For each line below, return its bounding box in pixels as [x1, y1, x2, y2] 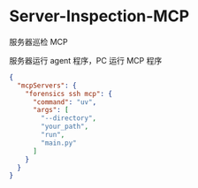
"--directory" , [41, 114, 97, 123]
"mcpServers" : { [17, 81, 77, 90]
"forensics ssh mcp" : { [25, 89, 113, 98]
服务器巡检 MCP [9, 36, 68, 47]
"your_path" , [41, 122, 89, 132]
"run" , [41, 131, 65, 139]
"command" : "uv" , [32, 97, 97, 107]
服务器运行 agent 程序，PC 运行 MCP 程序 [9, 55, 163, 65]
